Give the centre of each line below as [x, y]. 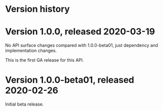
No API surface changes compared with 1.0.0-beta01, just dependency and [82, 45]
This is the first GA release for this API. [45, 60]
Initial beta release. [25, 104]
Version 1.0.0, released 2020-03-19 [80, 32]
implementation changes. [31, 51]
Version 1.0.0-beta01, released [70, 80]
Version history [38, 9]
